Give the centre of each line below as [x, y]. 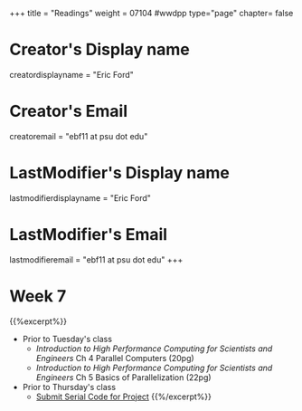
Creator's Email [69, 111]
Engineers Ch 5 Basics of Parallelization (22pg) [123, 377]
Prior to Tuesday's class [67, 339]
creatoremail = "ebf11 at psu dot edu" [79, 136]
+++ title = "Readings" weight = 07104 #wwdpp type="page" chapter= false [151, 13]
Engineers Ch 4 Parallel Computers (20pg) [115, 358]
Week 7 [38, 296]
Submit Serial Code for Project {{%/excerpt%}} [124, 397]
